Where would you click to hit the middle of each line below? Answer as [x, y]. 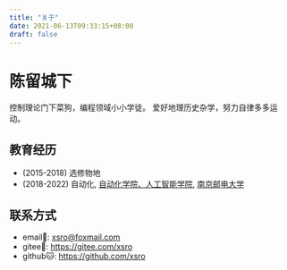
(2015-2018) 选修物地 [61, 173]
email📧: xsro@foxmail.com [71, 237]
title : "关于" [34, 17]
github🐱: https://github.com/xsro [84, 256]
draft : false [34, 34]
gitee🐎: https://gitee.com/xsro [77, 246]
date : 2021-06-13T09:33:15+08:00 [72, 26]
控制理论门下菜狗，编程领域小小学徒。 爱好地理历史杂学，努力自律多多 [139, 107]
